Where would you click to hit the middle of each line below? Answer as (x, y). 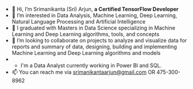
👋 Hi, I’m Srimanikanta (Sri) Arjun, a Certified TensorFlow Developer (95, 9)
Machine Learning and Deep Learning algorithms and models (86, 53)
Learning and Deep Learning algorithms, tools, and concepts (85, 34)
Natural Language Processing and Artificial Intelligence (78, 22)
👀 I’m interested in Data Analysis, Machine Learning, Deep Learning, (94, 15)
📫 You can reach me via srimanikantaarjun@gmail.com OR (83, 72)
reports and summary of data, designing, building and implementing (94, 47)
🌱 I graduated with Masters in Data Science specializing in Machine (94, 28)
